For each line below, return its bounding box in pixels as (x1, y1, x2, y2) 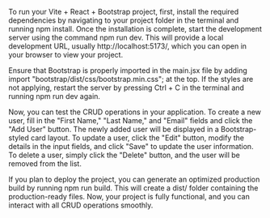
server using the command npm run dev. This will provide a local (8, 32, 224, 42)
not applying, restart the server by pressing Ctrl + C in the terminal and (8, 83, 245, 92)
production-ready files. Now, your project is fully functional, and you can (8, 192, 251, 201)
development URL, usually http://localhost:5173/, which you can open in (8, 41, 247, 51)
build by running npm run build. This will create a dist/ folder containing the (8, 183, 259, 193)
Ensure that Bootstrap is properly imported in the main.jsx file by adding (8, 66, 248, 75)
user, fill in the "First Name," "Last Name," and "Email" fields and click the (8, 116, 253, 125)
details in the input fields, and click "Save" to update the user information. (8, 142, 254, 151)
